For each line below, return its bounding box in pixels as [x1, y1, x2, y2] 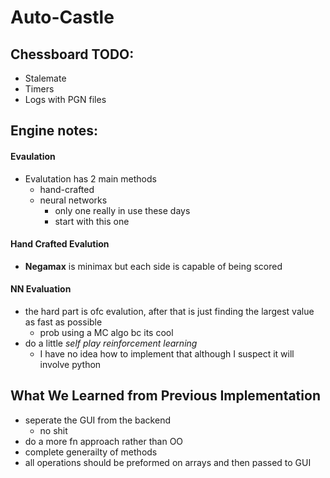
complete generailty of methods [24, 446, 158, 458]
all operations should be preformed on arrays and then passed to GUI [24, 456, 312, 468]
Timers [24, 83, 55, 95]
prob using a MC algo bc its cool [39, 327, 174, 338]
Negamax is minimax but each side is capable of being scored [24, 260, 283, 272]
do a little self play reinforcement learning [24, 337, 198, 349]
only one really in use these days [54, 204, 191, 216]
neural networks [39, 194, 108, 206]
